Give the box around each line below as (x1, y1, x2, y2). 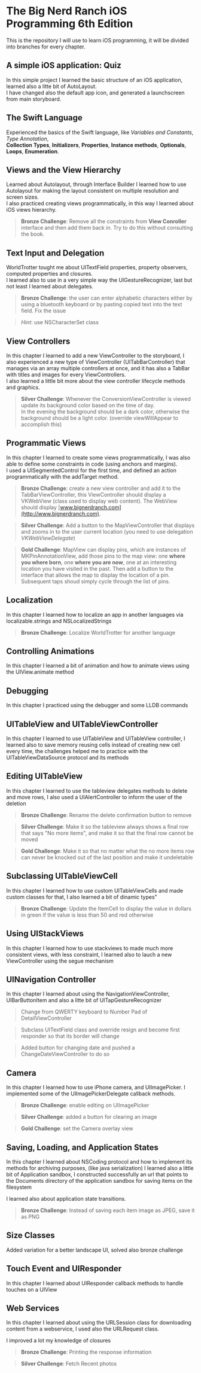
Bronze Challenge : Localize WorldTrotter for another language (20, 629, 175, 636)
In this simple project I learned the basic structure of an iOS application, (6, 76, 183, 83)
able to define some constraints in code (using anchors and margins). (6, 460, 178, 467)
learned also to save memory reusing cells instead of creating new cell (6, 741, 181, 748)
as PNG (20, 1213, 40, 1220)
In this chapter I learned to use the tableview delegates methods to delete (6, 787, 188, 794)
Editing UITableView (6, 771, 83, 781)
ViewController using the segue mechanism (6, 957, 114, 964)
